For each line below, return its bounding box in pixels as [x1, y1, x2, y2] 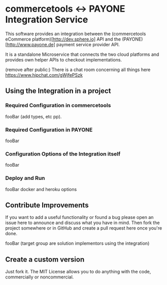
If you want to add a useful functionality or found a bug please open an [5, 214, 154, 220]
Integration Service [5, 14, 88, 25]
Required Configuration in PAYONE [5, 126, 93, 133]
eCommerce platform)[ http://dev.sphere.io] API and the [5, 36, 121, 42]
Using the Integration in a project [5, 87, 111, 96]
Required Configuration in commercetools [5, 102, 111, 109]
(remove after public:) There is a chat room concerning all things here [5, 67, 151, 73]
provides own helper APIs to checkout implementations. [5, 56, 122, 62]
